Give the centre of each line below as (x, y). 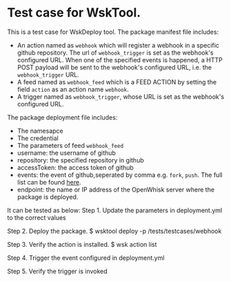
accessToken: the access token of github (76, 167)
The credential (38, 138)
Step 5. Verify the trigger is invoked (58, 271)
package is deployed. (48, 197)
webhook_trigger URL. (48, 75)
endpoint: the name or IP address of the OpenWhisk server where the (116, 189)
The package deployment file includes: (62, 117)
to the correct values (37, 217)
